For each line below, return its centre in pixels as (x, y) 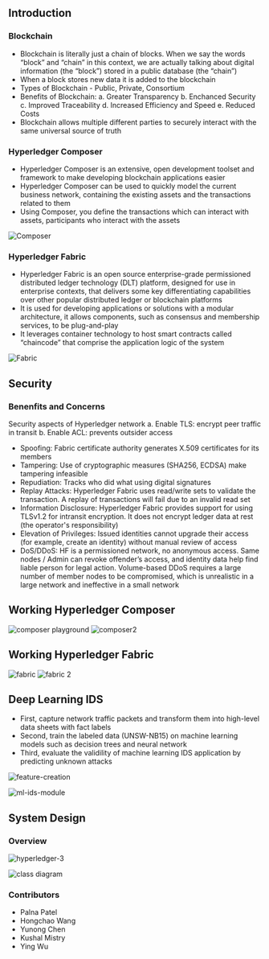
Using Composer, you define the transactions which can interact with (134, 212)
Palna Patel (39, 912)
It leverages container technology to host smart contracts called (126, 334)
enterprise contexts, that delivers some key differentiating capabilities (135, 291)
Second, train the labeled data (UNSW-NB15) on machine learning (129, 736)
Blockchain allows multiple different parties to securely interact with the (138, 122)
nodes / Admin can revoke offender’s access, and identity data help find (139, 559)
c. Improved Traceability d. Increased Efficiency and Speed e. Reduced (137, 105)
